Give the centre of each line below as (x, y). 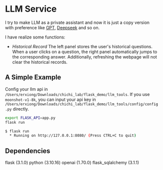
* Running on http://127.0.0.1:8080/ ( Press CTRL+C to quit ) (73, 136)
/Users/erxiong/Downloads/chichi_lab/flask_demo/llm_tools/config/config (82, 104)
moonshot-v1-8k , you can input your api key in (51, 99)
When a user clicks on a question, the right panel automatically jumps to (85, 52)
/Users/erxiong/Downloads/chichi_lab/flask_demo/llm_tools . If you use (77, 94)
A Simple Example (33, 77)
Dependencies (28, 151)
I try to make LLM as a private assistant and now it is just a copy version (77, 22)
